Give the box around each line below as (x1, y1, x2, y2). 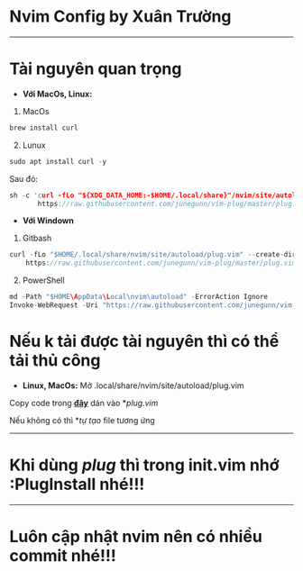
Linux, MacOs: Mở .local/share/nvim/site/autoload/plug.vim (22, 380, 245, 391)
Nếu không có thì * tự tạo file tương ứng (9, 414, 155, 425)
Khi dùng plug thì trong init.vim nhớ (9, 455, 280, 475)
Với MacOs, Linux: (22, 88, 93, 99)
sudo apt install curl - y (9, 157, 106, 166)
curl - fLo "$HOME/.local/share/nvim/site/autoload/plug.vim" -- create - (9, 250, 284, 259)
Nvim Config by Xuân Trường (9, 6, 232, 27)
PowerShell (22, 275, 65, 285)
